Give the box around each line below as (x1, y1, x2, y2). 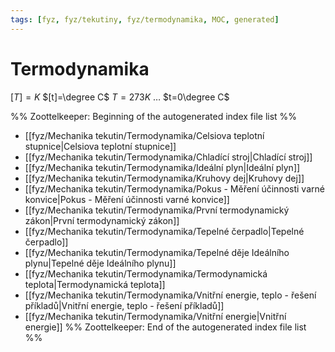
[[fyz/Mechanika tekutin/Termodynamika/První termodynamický (24, 204, 290, 216)
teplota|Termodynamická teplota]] (24, 278, 166, 290)
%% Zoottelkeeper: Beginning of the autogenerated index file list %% (10, 110, 298, 122)
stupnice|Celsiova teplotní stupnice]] (24, 140, 177, 152)
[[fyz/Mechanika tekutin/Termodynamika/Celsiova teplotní (24, 129, 265, 141)
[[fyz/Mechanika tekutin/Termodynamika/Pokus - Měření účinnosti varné (24, 182, 325, 195)
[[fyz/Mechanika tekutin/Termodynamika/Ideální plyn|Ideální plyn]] (24, 161, 301, 173)
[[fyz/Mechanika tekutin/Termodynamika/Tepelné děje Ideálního (24, 246, 290, 258)
